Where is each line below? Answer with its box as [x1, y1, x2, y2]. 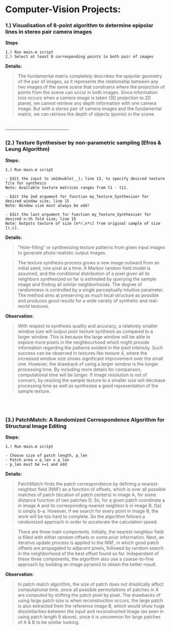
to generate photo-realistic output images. [17, 250, 107, 256]
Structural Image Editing [5, 422, 67, 430]
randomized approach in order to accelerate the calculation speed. [17, 519, 158, 525]
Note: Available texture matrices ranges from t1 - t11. [5, 185, 129, 190]
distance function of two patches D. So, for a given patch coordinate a [17, 497, 165, 503]
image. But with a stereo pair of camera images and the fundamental [17, 106, 162, 112]
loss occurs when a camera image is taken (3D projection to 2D [17, 95, 151, 101]
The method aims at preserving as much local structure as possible [17, 292, 159, 298]
